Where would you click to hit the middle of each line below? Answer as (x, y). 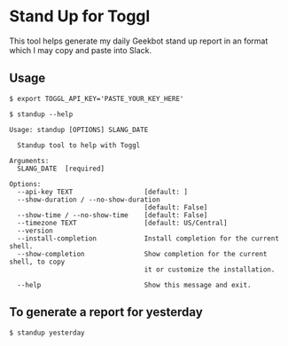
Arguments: (29, 161)
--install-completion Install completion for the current (148, 238)
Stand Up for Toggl (80, 16)
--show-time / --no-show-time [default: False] (113, 215)
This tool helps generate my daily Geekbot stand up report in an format (139, 41)
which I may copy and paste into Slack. (81, 50)
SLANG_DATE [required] (61, 169)
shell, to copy (37, 262)
